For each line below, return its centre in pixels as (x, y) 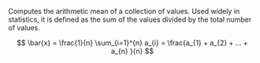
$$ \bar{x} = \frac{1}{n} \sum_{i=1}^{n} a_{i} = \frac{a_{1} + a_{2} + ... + (132, 43)
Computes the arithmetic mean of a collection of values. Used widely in (124, 11)
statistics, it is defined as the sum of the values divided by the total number (130, 19)
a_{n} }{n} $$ (132, 51)
